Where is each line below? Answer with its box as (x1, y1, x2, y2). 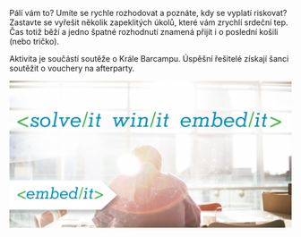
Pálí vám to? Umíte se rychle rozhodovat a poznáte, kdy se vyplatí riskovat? (9, 8, 288, 18)
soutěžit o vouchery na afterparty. (9, 63, 135, 73)
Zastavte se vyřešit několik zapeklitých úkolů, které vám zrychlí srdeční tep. (9, 17, 288, 28)
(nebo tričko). (9, 36, 60, 47)
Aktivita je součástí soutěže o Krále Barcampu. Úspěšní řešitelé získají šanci (9, 54, 289, 63)
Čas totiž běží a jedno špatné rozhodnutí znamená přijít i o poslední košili (9, 27, 279, 37)
